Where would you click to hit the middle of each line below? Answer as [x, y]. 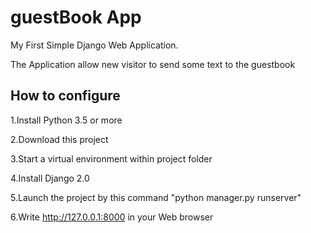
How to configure [65, 96]
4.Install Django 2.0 [50, 178]
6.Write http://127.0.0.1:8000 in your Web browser [112, 217]
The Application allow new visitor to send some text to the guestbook [153, 64]
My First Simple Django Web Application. [94, 45]
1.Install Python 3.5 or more [66, 120]
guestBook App [76, 17]
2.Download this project [59, 139]
